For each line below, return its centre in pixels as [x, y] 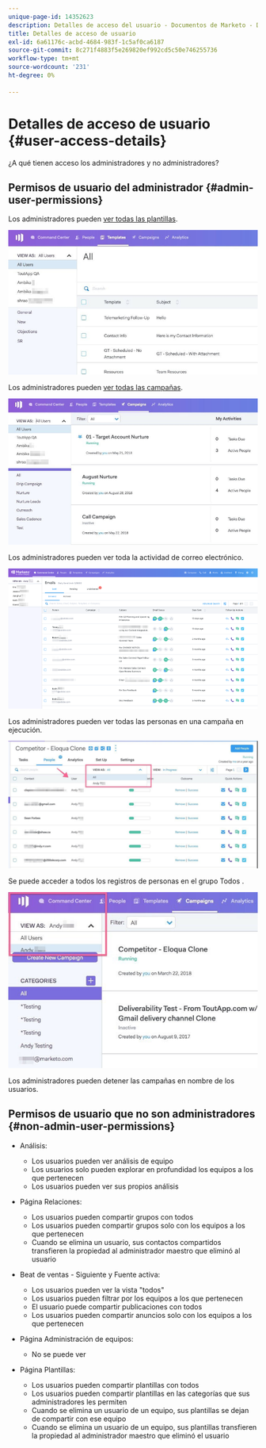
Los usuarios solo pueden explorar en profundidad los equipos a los [142, 1169]
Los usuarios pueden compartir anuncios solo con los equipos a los [142, 1315]
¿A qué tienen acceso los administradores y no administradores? [114, 163]
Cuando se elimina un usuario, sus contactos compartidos [126, 1242]
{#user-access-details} [87, 141]
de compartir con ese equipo [79, 1419]
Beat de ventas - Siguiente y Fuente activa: [90, 1274]
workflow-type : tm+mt [44, 59]
